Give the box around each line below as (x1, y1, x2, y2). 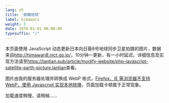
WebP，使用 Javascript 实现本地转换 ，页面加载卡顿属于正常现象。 (5, 82, 144, 88)
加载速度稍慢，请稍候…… (5, 92, 58, 98)
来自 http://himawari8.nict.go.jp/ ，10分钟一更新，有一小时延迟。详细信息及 (5, 52, 160, 58)
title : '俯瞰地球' (5, 12, 41, 17)
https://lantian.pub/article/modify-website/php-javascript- (27, 58, 148, 64)
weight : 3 (5, 21, 26, 27)
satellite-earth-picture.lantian (5, 64, 66, 71)
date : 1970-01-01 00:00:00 (5, 26, 62, 31)
